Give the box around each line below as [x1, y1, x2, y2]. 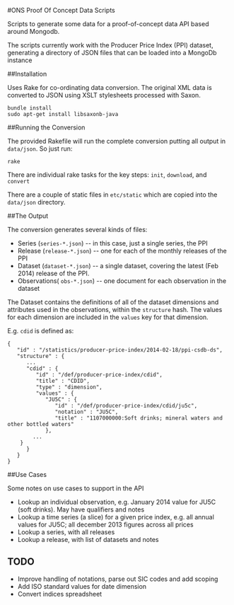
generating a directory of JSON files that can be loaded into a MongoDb [7, 49, 217, 57]
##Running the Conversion [7, 123, 86, 132]
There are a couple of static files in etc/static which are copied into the [7, 190, 218, 199]
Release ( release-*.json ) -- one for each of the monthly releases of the [17, 247, 228, 255]
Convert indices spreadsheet [17, 589, 103, 598]
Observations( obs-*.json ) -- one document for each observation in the [17, 277, 227, 285]
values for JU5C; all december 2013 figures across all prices [17, 520, 194, 529]
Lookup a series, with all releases [17, 528, 115, 536]
